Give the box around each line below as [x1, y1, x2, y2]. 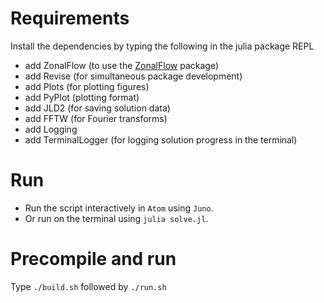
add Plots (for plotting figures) [24, 80, 150, 92]
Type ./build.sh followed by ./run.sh [10, 280, 167, 292]
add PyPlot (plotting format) [24, 91, 140, 103]
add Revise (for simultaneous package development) [24, 70, 243, 82]
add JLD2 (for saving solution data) [24, 102, 171, 114]
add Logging [24, 123, 78, 135]
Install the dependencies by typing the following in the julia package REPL [10, 40, 315, 52]
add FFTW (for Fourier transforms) [24, 112, 168, 124]
